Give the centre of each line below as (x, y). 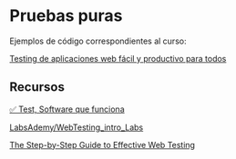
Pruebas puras (66, 16)
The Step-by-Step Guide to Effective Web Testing (103, 144)
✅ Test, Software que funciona (67, 109)
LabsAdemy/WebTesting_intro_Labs (77, 127)
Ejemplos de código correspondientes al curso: (98, 41)
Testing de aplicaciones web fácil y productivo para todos (118, 58)
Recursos (37, 87)
